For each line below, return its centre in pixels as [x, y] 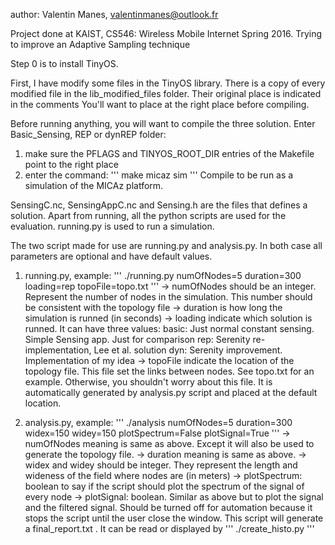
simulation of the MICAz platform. [94, 185]
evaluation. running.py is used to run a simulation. [112, 226]
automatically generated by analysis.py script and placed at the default [171, 392]
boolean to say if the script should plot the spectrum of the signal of [164, 486]
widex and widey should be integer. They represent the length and [161, 465]
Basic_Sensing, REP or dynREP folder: [88, 134]
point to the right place [71, 164]
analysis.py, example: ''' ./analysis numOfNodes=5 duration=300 [158, 422]
